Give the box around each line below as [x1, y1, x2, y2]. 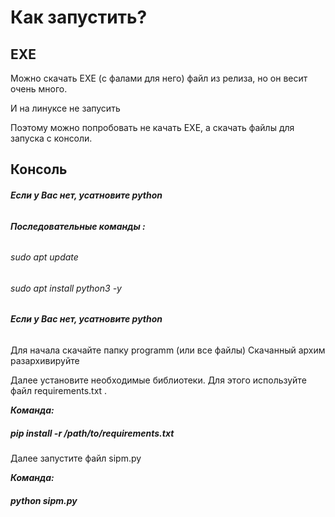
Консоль [10, 161, 68, 178]
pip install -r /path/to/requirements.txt [10, 427, 175, 439]
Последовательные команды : [10, 220, 146, 232]
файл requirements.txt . [10, 385, 108, 397]
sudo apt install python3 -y [10, 282, 122, 294]
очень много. [10, 83, 68, 95]
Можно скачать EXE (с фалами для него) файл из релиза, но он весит [10, 72, 308, 84]
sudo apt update [10, 251, 79, 263]
